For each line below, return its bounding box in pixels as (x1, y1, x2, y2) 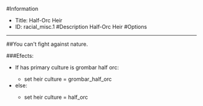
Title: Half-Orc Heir (14, 17, 63, 23)
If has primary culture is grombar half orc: (14, 64, 119, 71)
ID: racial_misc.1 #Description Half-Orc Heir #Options (14, 23, 147, 30)
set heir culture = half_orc (24, 93, 89, 101)
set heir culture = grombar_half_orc (24, 75, 112, 83)
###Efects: (6, 52, 34, 59)
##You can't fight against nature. (6, 40, 88, 48)
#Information (6, 5, 39, 12)
